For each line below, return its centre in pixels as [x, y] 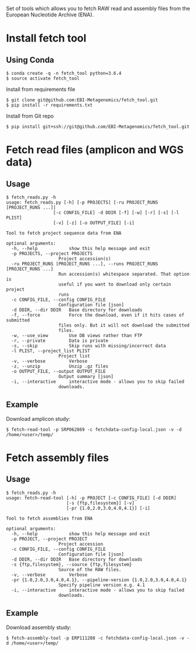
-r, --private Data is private [60, 341]
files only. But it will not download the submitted [124, 325]
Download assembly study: [39, 627]
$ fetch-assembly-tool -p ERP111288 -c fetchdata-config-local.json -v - [98, 638]
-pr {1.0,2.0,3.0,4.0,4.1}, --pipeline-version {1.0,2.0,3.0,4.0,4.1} [99, 580]
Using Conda [30, 60]
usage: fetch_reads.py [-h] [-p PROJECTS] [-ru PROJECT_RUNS [82, 203]
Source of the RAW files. [90, 569]
